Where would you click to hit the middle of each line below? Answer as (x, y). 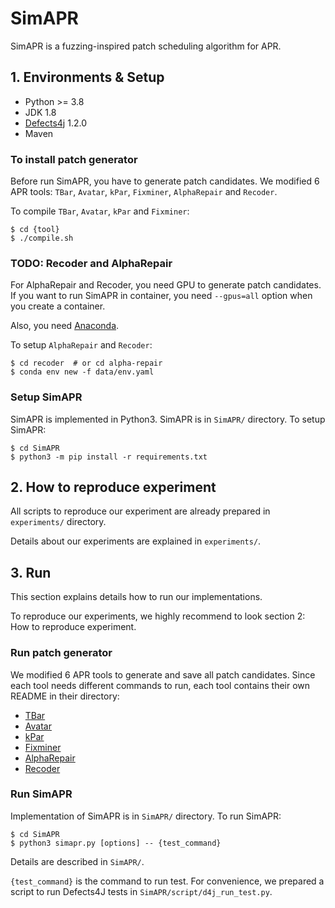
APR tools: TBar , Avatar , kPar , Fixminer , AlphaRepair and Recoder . (144, 192)
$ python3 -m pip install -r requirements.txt (109, 457)
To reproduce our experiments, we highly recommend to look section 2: (158, 616)
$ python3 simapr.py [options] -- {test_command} (116, 843)
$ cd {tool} (35, 230)
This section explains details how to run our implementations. (136, 597)
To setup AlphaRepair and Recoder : (81, 345)
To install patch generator (74, 159)
